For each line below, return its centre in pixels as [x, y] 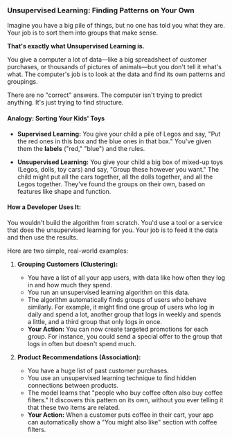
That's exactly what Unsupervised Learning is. [76, 46]
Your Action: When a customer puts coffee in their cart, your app [121, 415]
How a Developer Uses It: [44, 207]
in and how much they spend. [70, 285]
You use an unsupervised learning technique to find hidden [112, 378]
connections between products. [73, 385]
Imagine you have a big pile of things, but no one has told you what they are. [116, 26]
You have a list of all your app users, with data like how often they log [126, 277]
